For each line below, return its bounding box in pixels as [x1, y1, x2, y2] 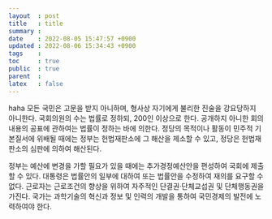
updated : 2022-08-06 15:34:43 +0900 [8, 42, 136, 50]
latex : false [8, 79, 63, 88]
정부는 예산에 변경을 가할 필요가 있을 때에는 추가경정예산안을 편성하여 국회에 [8, 161, 249, 170]
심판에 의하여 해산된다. [29, 144, 102, 153]
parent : [8, 72, 42, 80]
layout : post [8, 11, 60, 20]
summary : [8, 27, 42, 35]
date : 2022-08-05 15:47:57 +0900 [8, 34, 136, 43]
